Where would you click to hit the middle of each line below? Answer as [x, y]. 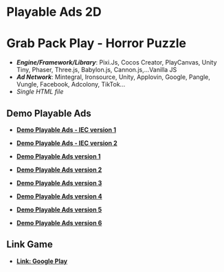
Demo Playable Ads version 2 [59, 170]
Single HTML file [40, 92]
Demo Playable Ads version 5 [59, 209]
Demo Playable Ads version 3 [59, 183]
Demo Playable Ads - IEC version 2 [67, 143]
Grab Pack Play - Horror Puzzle [97, 44]
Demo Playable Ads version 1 [58, 156]
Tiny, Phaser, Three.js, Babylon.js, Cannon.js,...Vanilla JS [97, 70]
